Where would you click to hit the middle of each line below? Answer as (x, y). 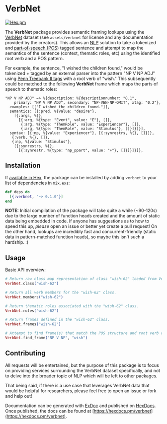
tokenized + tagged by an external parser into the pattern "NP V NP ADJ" (80, 73)
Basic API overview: (26, 270)
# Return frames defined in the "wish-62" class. (58, 320)
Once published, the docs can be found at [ (50, 411)
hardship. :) (17, 242)
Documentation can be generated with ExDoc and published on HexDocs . (81, 406)
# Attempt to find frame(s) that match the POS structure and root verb (82, 333)
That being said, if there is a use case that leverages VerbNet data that (78, 385)
